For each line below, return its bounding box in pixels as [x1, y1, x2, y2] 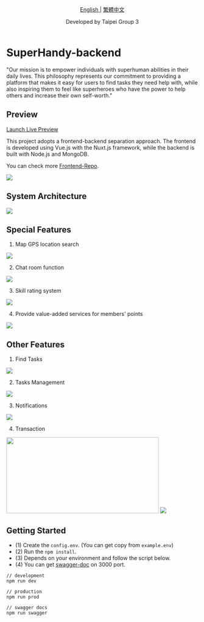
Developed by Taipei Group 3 [66, 18, 139, 25]
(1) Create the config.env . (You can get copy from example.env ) [15, 542, 174, 548]
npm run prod [6, 594, 40, 600]
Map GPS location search [15, 240, 79, 248]
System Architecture [6, 191, 87, 201]
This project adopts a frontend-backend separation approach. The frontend [6, 137, 196, 145]
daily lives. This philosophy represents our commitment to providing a [6, 72, 181, 80]
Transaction [15, 425, 46, 433]
